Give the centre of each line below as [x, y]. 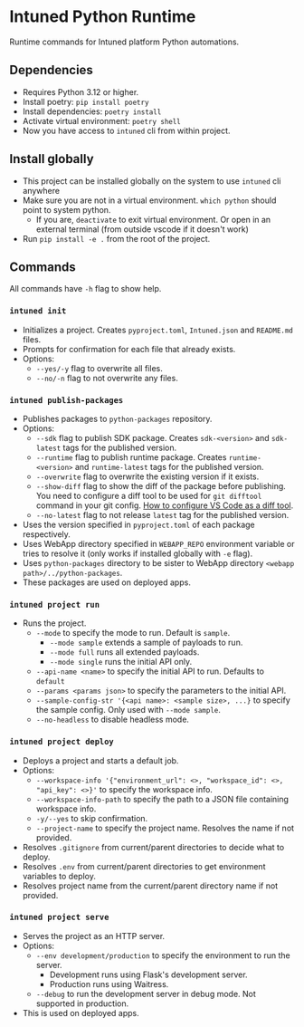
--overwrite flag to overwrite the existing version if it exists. [147, 476]
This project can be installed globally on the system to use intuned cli [152, 181]
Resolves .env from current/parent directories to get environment [144, 866]
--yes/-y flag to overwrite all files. [99, 368]
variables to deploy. [59, 876]
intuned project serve [59, 917]
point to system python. [66, 209]
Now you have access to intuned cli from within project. [126, 130]
